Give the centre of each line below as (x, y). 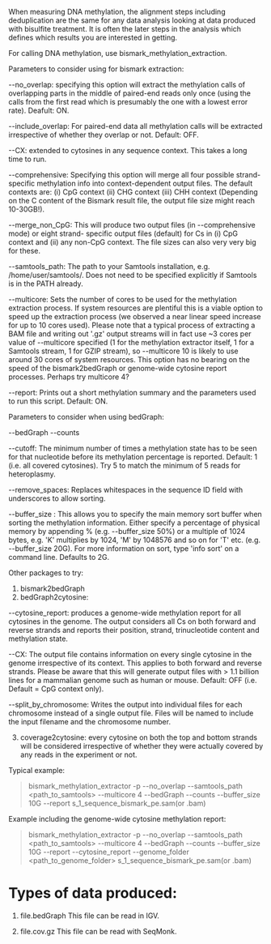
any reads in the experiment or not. (78, 754)
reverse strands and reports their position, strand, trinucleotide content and (134, 630)
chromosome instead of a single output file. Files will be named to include (131, 713)
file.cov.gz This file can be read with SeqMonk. (98, 931)
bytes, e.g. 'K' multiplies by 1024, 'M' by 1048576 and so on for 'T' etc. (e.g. (135, 540)
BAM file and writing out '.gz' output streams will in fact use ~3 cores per (130, 334)
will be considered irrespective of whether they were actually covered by (142, 746)
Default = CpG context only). (56, 689)
